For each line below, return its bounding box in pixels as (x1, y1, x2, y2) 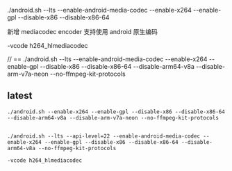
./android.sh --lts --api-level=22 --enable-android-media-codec (7, 132, 200, 140)
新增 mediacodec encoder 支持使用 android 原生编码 (7, 28, 158, 35)
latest (7, 90, 33, 101)
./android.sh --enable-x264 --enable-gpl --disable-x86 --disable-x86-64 (7, 108, 226, 115)
